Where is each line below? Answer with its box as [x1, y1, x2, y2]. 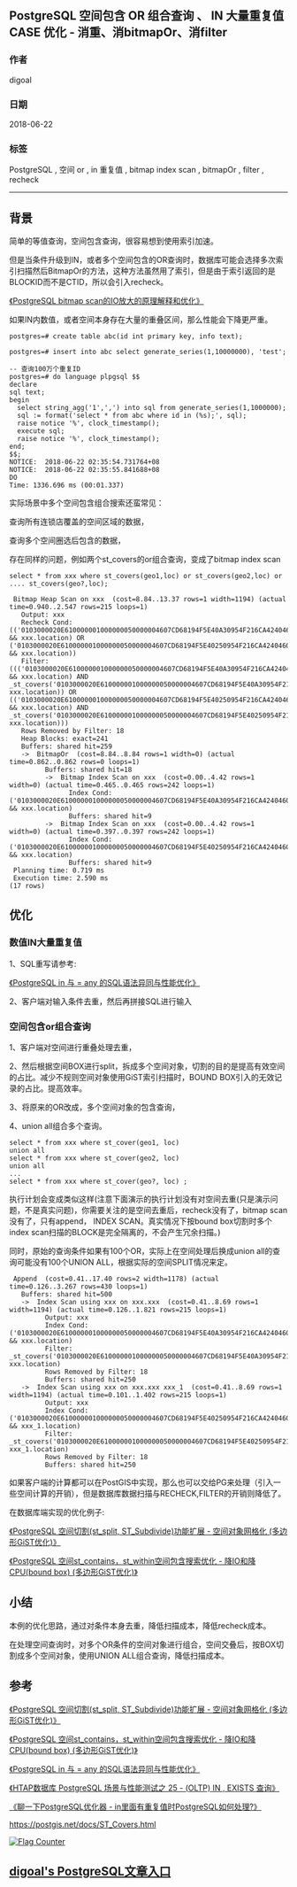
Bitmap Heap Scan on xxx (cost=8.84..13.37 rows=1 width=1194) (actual [12, 595, 287, 604]
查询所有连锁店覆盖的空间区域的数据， [9, 516, 148, 527]
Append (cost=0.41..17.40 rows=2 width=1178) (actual [12, 1274, 219, 1284]
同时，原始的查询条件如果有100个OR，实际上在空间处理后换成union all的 [9, 1246, 273, 1257]
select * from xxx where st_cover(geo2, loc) [9, 1154, 179, 1163]
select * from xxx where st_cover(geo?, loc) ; [9, 1177, 188, 1187]
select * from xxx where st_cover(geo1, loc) [9, 1139, 179, 1148]
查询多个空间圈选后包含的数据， [9, 535, 126, 546]
